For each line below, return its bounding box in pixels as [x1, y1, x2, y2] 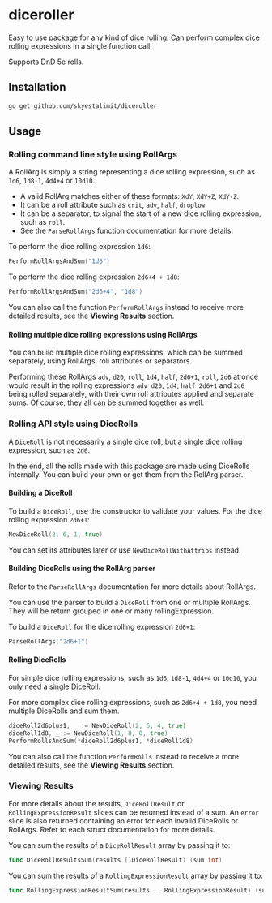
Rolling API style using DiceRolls [8, 418, 138, 429]
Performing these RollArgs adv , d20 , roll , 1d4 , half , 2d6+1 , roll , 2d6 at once [8, 372, 259, 382]
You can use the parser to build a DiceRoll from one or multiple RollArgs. [8, 597, 251, 607]
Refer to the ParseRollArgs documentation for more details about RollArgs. [8, 582, 257, 591]
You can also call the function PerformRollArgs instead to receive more [8, 303, 244, 312]
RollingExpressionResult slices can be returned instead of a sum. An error [8, 807, 259, 817]
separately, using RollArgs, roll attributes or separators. [8, 356, 193, 366]
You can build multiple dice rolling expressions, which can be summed [8, 347, 243, 358]
